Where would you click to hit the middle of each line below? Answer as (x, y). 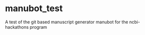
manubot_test (34, 9)
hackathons (17, 27)
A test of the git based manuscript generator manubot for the (67, 22)
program (38, 27)
